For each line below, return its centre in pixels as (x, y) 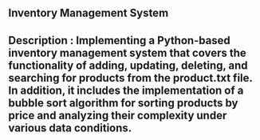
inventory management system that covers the (128, 52)
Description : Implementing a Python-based (120, 40)
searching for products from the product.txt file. (130, 78)
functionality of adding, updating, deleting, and (128, 65)
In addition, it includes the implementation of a (126, 90)
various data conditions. (70, 128)
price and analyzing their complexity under (118, 115)
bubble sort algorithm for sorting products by (123, 103)
